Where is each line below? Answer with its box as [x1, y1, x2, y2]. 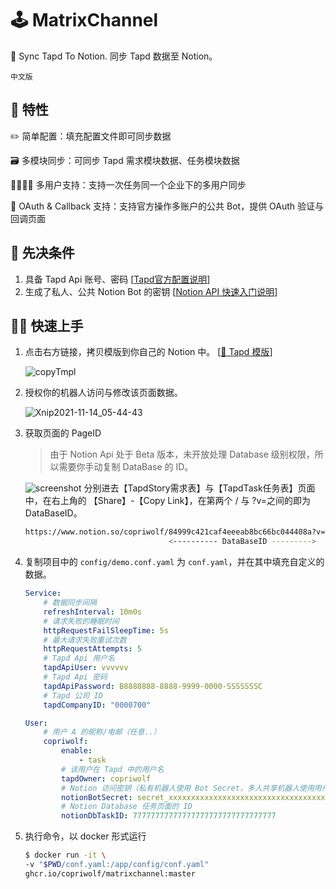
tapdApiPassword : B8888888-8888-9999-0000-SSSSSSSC [43, 681, 263, 691]
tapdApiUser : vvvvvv [43, 663, 129, 673]
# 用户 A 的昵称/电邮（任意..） [43, 727, 162, 737]
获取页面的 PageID [24, 427, 102, 439]
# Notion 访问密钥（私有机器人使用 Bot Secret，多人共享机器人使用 [61, 783, 315, 793]
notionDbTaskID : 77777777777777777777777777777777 [61, 811, 277, 821]
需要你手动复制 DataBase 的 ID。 [58, 461, 194, 473]
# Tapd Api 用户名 [43, 653, 115, 664]
